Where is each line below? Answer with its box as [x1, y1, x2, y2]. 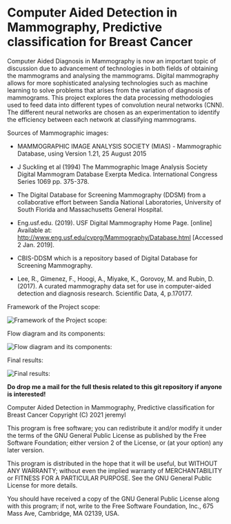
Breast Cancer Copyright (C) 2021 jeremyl [7, 410, 126, 419]
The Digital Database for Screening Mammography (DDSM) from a [17, 191, 206, 199]
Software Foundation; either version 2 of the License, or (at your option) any [7, 439, 223, 447]
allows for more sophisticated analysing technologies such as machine [7, 78, 208, 87]
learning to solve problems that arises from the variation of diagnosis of [7, 86, 210, 94]
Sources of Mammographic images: [7, 129, 109, 137]
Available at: [17, 226, 52, 234]
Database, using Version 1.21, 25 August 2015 [17, 149, 147, 158]
